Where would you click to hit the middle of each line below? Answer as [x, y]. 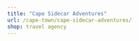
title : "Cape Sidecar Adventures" [57, 14]
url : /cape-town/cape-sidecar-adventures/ [69, 20]
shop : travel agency [37, 26]
